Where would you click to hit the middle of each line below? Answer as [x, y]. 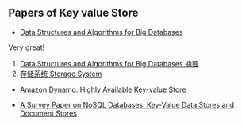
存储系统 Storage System [61, 74]
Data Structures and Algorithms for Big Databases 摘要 [109, 63]
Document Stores [48, 113]
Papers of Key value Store [73, 13]
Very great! [27, 47]
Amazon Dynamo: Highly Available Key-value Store [103, 89]
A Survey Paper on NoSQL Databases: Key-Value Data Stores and [127, 104]
